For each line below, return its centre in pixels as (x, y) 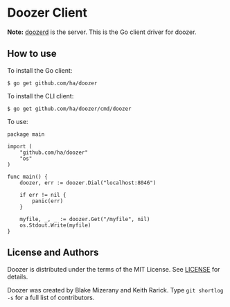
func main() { (28, 177)
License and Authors (53, 253)
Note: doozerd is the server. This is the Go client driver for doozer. (102, 32)
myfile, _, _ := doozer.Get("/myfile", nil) (85, 219)
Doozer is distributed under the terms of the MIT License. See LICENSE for (114, 269)
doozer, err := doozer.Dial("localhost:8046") (88, 183)
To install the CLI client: (41, 96)
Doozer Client (47, 13)
